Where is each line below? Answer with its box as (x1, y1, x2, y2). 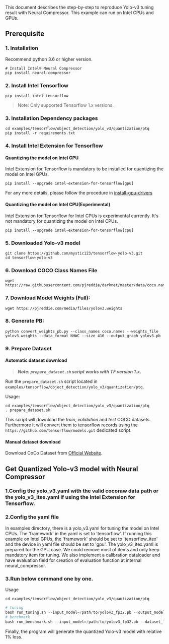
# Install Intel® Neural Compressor (5, 66, 82, 71)
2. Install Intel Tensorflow (5, 82, 69, 89)
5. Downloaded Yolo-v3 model (5, 239, 80, 246)
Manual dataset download (5, 438, 61, 445)
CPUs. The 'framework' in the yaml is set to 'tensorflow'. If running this (5, 530, 152, 536)
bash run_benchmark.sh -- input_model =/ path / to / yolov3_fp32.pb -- (5, 619, 145, 624)
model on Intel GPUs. (5, 171, 49, 177)
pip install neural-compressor (5, 70, 71, 75)
